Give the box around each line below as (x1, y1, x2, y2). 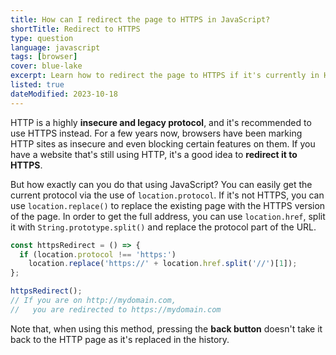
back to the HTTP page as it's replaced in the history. (10, 333, 230, 345)
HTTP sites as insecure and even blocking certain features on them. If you (10, 137, 316, 150)
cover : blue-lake (10, 61, 83, 71)
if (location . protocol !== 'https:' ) (19, 249, 177, 260)
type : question (10, 33, 74, 43)
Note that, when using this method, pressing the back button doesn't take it (10, 322, 323, 335)
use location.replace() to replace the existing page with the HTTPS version (10, 199, 326, 211)
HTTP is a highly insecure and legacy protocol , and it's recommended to (10, 116, 312, 128)
